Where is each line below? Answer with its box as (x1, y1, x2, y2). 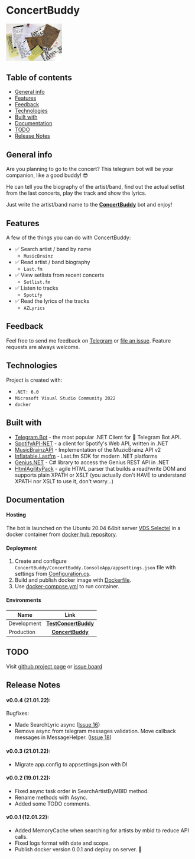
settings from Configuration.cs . (14, 570, 91, 578)
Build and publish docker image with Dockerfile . (14, 576, 132, 584)
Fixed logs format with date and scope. (14, 839, 110, 847)
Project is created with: (6, 376, 63, 383)
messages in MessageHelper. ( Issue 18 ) (14, 734, 112, 741)
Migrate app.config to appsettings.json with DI (14, 760, 128, 768)
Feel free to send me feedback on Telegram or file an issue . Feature (6, 337, 171, 344)
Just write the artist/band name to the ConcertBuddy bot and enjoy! (6, 201, 173, 208)
